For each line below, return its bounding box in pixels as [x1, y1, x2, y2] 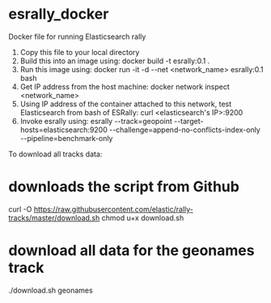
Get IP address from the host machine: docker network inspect [19, 82, 231, 92]
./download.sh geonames [8, 285, 93, 295]
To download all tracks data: [8, 149, 103, 159]
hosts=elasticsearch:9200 [19, 125, 108, 134]
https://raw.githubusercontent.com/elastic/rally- [33, 204, 194, 214]
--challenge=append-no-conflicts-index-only [108, 125, 260, 134]
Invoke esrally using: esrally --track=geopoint [19, 116, 172, 126]
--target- [173, 116, 204, 126]
